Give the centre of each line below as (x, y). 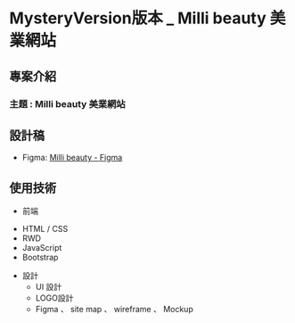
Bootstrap (40, 257)
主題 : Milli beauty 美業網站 (68, 104)
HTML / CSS (45, 229)
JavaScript (42, 248)
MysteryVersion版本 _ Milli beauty (138, 18)
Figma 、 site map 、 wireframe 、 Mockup (114, 310)
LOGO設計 (54, 298)
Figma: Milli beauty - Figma (72, 158)
